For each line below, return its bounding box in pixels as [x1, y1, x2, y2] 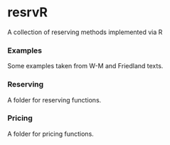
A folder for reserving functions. [7, 95, 102, 104]
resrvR [7, 4, 48, 21]
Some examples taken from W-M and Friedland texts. [7, 62, 164, 70]
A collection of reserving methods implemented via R [7, 28, 163, 36]
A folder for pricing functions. [7, 129, 94, 138]
